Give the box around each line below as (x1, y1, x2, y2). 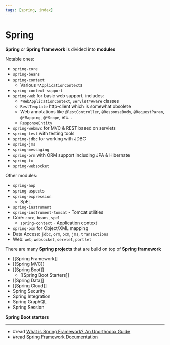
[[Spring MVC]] (12, 261, 45, 267)
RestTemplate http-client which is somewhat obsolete (20, 103, 131, 109)
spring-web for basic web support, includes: (12, 92, 104, 99)
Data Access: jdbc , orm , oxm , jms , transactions (12, 231, 109, 237)
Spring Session (12, 304, 45, 310)
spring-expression (12, 194, 52, 199)
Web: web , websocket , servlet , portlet (12, 236, 92, 242)
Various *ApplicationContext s (20, 82, 83, 88)
